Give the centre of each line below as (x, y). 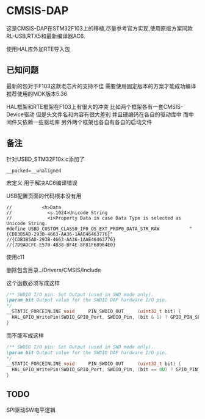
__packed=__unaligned (34, 171)
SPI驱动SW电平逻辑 (31, 410)
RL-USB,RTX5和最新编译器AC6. (46, 36)
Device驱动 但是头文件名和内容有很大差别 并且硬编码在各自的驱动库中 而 (98, 114)
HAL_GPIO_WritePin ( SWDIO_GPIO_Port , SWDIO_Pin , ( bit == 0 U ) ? (92, 370)
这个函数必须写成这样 (33, 283)
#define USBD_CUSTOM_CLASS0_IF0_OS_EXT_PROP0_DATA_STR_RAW (83, 229)
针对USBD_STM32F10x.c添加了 (45, 159)
